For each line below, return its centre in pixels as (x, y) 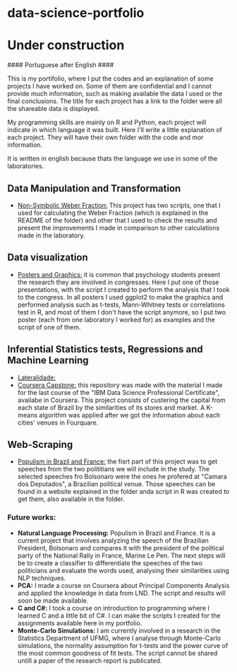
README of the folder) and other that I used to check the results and (117, 220)
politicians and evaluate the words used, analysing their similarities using (123, 570)
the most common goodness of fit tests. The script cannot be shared (117, 653)
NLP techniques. (42, 578)
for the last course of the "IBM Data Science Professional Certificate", (119, 392)
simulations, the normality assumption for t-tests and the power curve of (123, 645)
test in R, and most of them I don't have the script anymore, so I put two (122, 312)
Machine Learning (48, 361)
